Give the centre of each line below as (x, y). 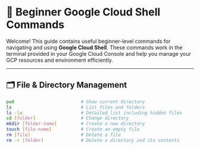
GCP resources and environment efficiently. (60, 60)
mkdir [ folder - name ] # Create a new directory (76, 124)
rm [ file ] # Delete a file (63, 135)
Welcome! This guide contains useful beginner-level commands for (88, 41)
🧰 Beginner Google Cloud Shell (83, 12)
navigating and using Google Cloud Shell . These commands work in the (94, 47)
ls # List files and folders (76, 107)
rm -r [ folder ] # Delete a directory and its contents (93, 140)
